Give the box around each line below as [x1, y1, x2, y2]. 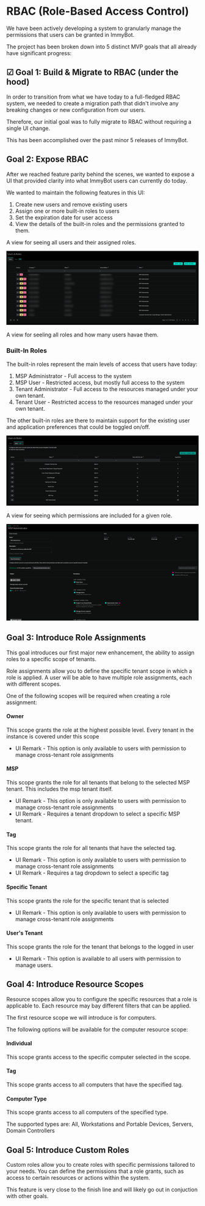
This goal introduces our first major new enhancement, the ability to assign [6, 648, 195, 656]
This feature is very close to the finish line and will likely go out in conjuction [6, 1186, 198, 1193]
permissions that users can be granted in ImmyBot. [6, 31, 135, 38]
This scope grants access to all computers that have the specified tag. [6, 1080, 183, 1088]
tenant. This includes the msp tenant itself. [6, 786, 113, 793]
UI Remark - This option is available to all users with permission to [15, 955, 181, 962]
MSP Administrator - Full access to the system [15, 372, 132, 379]
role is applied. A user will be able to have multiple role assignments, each [6, 673, 192, 681]
